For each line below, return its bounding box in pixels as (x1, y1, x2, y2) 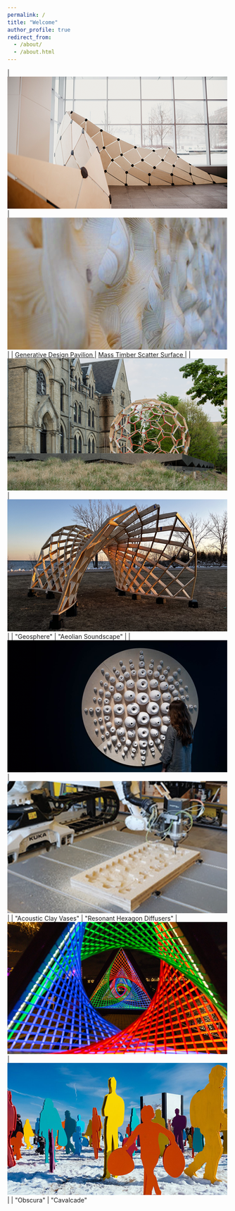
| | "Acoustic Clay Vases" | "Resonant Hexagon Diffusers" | (7, 914, 178, 922)
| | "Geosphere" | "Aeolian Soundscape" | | (7, 633, 131, 640)
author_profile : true (7, 26, 71, 33)
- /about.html (13, 49, 55, 56)
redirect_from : (7, 34, 52, 41)
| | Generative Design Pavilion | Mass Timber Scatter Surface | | (7, 351, 191, 359)
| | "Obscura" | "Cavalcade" (7, 1196, 88, 1204)
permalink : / (7, 11, 46, 18)
